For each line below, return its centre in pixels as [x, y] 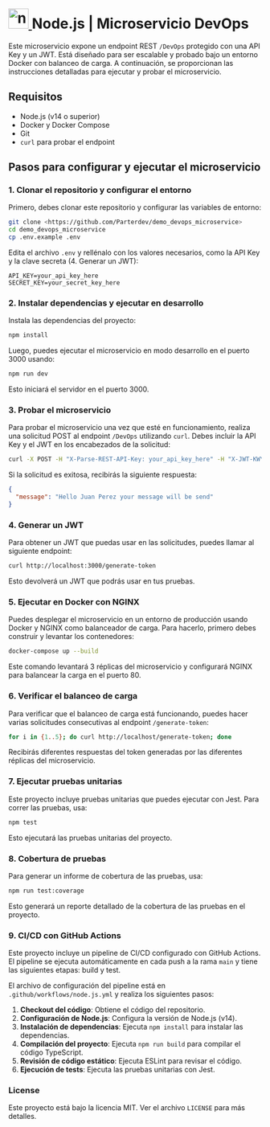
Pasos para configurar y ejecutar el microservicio [135, 168]
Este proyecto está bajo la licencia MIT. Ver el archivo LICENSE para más [127, 1108]
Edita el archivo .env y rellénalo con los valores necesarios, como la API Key [134, 252]
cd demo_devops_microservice [57, 230]
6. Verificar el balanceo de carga [73, 696]
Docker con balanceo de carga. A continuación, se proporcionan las [121, 63]
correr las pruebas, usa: [48, 807]
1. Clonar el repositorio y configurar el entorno [100, 191]
